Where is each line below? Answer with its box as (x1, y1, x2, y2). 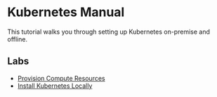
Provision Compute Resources (17, 74, 105, 82)
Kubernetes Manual (7, 4, 125, 20)
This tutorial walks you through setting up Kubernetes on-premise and (7, 27, 211, 36)
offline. (7, 34, 28, 43)
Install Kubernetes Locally (17, 82, 93, 90)
